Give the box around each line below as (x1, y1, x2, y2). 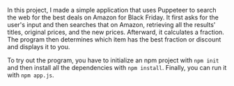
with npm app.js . (7, 71, 54, 79)
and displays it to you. (7, 43, 70, 51)
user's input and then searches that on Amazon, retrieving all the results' (7, 21, 216, 28)
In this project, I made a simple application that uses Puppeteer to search (7, 6, 217, 14)
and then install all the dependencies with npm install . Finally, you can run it (7, 64, 227, 71)
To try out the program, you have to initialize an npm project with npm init (7, 56, 219, 64)
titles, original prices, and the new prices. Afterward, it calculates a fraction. (7, 28, 224, 36)
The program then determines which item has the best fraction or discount (7, 35, 221, 44)
